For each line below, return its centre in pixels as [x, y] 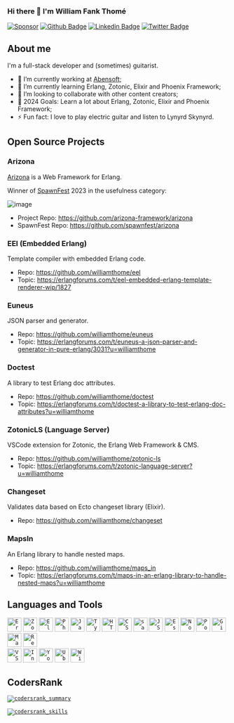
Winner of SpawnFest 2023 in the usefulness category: [87, 190]
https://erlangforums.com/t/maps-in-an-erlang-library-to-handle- [132, 575]
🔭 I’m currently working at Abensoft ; [69, 79]
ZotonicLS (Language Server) [58, 429]
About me [29, 48]
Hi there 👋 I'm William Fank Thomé [67, 11]
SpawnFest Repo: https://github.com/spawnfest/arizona [98, 225]
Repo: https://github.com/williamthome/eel [79, 273]
